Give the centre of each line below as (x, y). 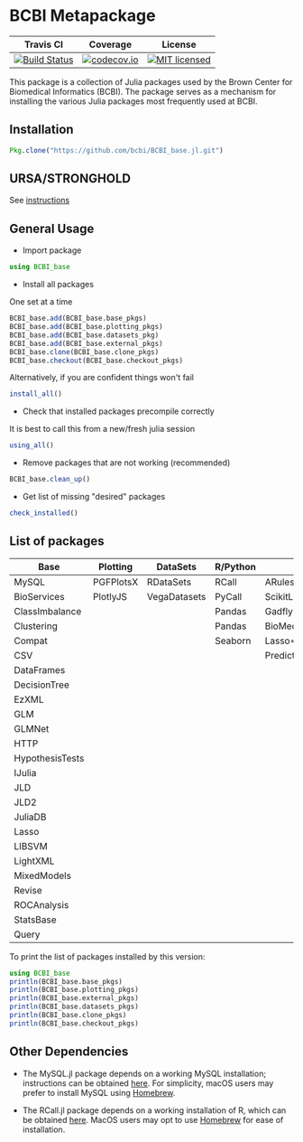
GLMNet (32, 728)
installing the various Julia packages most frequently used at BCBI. (134, 101)
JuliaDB (30, 817)
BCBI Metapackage (83, 16)
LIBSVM (31, 846)
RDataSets (170, 582)
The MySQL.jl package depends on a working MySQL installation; (144, 1073)
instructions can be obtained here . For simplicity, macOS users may (148, 1083)
